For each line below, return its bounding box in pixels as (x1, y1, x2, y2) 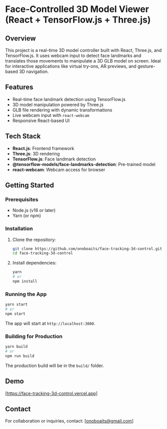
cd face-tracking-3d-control (12, 251, 73, 256)
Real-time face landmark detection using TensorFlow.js (12, 96, 126, 102)
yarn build (5, 344, 28, 349)
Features (5, 83, 33, 91)
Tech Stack (5, 132, 41, 140)
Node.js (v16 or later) (12, 207, 56, 213)
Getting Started (5, 181, 54, 189)
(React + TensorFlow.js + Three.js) (5, 14, 151, 25)
